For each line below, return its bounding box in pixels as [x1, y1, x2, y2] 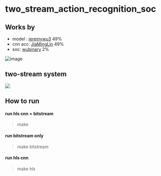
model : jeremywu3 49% [12, 36, 62, 42]
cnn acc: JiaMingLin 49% [12, 41, 64, 47]
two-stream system [5, 70, 67, 78]
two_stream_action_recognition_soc [5, 3, 156, 15]
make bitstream [17, 144, 49, 150]
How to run [5, 97, 40, 105]
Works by [5, 23, 35, 31]
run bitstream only [5, 133, 44, 138]
